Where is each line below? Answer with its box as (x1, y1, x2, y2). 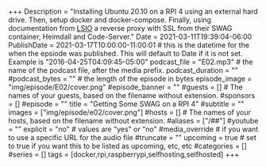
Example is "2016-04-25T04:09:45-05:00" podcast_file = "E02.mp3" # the (8, 57, 253, 66)
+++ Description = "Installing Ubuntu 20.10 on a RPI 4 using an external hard (8, 7, 258, 16)
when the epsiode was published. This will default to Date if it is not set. (8, 49, 244, 58)
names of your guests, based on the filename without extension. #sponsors (8, 91, 256, 100)
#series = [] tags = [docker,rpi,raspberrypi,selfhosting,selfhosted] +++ (8, 150, 240, 159)
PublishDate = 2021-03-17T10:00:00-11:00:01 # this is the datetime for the (8, 40, 250, 50)
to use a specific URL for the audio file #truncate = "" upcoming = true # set (8, 133, 256, 142)
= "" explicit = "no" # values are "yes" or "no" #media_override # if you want (8, 124, 259, 134)
